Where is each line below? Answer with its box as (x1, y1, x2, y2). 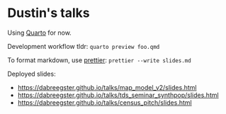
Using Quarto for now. (7, 28, 72, 37)
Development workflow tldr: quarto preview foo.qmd (7, 42, 160, 50)
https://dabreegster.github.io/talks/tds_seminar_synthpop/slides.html (17, 91, 219, 99)
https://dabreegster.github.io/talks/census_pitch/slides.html (17, 98, 193, 107)
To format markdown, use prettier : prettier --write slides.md (7, 55, 191, 64)
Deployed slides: (7, 69, 56, 78)
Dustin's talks (7, 5, 90, 21)
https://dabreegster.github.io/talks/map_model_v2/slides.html (17, 83, 197, 91)
